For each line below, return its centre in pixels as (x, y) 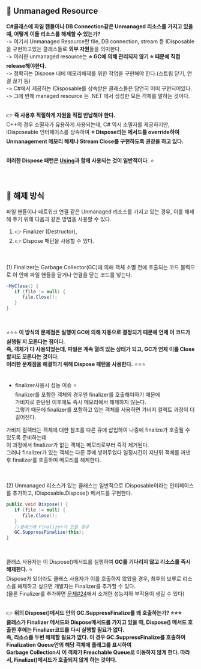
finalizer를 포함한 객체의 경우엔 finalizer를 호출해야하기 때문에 (87, 395)
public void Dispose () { (37, 504)
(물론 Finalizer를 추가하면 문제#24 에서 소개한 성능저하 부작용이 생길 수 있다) (95, 594)
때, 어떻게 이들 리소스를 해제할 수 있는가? (53, 34)
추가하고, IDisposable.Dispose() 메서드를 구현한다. (72, 493)
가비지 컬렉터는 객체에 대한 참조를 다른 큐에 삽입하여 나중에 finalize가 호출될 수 (98, 430)
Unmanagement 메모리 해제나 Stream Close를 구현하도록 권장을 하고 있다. (95, 141)
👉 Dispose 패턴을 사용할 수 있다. (54, 240)
